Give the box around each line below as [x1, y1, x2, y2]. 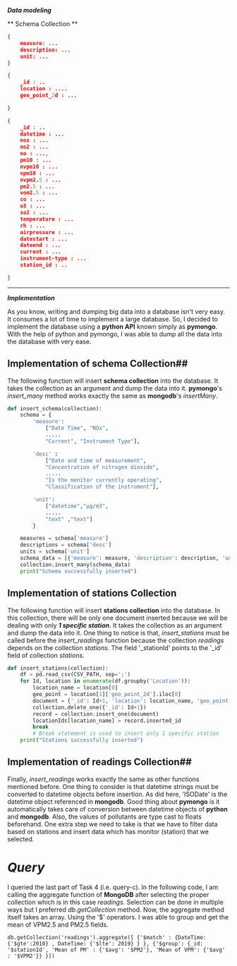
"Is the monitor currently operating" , [44, 477, 162, 484]
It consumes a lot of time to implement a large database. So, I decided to [7, 314, 219, 323]
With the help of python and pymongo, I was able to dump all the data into [7, 329, 222, 338]
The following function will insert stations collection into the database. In [7, 606, 221, 614]
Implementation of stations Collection [7, 587, 177, 599]
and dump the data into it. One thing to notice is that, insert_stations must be [7, 628, 230, 637]
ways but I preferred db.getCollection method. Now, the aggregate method [7, 905, 224, 914]
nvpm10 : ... [20, 163, 59, 170]
